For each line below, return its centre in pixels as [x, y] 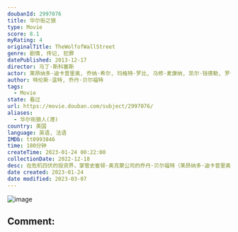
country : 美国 [27, 126]
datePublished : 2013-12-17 [47, 60]
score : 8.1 [23, 34]
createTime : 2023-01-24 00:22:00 [57, 153]
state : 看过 [24, 100]
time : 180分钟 [27, 146]
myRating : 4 [25, 40]
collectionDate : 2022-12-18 [49, 159]
